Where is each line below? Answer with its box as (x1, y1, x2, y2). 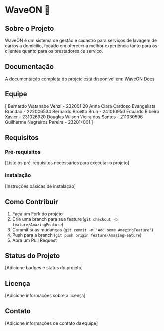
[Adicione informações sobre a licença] (5, 293, 86, 299)
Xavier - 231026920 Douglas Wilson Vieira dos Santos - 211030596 (5, 114, 143, 120)
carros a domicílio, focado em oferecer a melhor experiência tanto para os (5, 43, 158, 49)
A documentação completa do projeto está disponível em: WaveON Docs (5, 76, 155, 82)
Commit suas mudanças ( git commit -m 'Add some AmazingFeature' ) (12, 227, 153, 233)
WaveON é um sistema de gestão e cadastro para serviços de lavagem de (5, 37, 157, 43)
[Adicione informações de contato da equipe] (5, 320, 98, 326)
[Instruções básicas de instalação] (5, 183, 76, 189)
